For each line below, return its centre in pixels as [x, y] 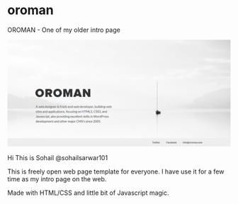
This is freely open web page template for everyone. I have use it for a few [116, 171]
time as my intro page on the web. [57, 179]
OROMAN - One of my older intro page [64, 30]
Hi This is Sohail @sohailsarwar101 [58, 158]
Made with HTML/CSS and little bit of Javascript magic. [88, 193]
